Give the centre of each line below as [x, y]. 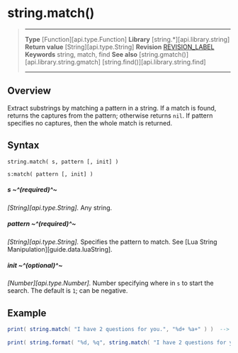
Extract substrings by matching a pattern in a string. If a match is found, [112, 108]
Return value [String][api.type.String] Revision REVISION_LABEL [119, 47]
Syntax [23, 146]
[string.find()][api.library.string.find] [154, 62]
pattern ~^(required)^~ [42, 224]
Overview [29, 91]
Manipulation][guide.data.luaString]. [60, 249]
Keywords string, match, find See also [81, 54]
